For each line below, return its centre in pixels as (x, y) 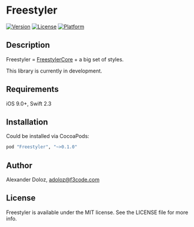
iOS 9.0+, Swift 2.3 (29, 103)
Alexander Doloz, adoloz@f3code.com (53, 180)
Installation (27, 122)
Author (19, 165)
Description (28, 45)
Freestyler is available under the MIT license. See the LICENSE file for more (97, 212)
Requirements (32, 89)
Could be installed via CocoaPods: (48, 136)
